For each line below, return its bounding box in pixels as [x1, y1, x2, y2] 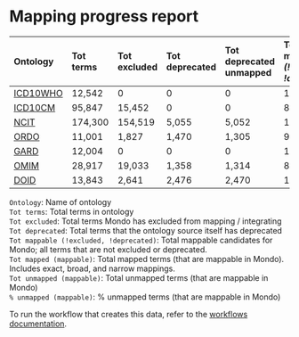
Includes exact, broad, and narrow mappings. [9, 263, 175, 274]
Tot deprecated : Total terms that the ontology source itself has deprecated [9, 225, 283, 235]
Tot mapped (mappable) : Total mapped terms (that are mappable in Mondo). [9, 253, 285, 264]
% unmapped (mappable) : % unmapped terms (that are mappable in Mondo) [9, 292, 281, 302]
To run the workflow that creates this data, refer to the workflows [9, 308, 248, 319]
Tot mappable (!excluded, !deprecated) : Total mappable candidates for [9, 234, 273, 245]
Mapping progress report [9, 6, 199, 27]
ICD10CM [13, 101, 56, 113]
